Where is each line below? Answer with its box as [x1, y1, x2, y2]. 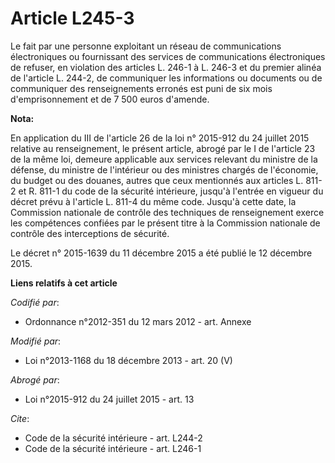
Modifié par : [10, 335, 62, 347]
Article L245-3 [10, 7, 135, 30]
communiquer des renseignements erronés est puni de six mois [10, 82, 273, 94]
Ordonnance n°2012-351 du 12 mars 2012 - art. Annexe [24, 315, 252, 327]
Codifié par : [10, 296, 60, 308]
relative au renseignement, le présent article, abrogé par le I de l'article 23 [10, 142, 316, 154]
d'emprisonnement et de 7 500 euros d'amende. [10, 93, 210, 105]
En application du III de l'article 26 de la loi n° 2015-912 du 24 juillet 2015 [10, 132, 310, 144]
